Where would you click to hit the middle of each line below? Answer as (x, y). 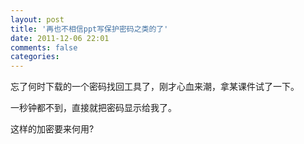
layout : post (37, 19)
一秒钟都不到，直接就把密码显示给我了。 (93, 108)
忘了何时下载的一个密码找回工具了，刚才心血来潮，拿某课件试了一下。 (155, 87)
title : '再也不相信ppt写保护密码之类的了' (89, 29)
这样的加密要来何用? (52, 129)
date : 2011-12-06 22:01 (60, 38)
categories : (35, 57)
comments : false (44, 47)
